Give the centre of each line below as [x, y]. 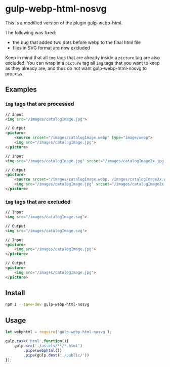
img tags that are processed [40, 104]
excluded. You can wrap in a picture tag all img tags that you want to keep [82, 63]
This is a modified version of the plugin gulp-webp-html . [64, 23]
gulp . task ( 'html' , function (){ [37, 341]
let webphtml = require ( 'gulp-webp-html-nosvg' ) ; [59, 332]
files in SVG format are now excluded [51, 48]
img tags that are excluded [38, 202]
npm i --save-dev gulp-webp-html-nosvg [47, 305]
